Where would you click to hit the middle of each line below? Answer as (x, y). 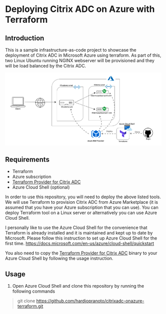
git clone (26, 301)
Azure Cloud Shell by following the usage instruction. (59, 258)
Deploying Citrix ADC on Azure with (80, 9)
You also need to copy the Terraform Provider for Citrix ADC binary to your (81, 253)
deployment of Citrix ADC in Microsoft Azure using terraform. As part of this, (83, 55)
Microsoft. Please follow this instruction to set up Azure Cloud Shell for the (81, 238)
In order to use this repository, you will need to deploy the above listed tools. (83, 197)
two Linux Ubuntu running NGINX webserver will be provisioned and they (80, 60)
